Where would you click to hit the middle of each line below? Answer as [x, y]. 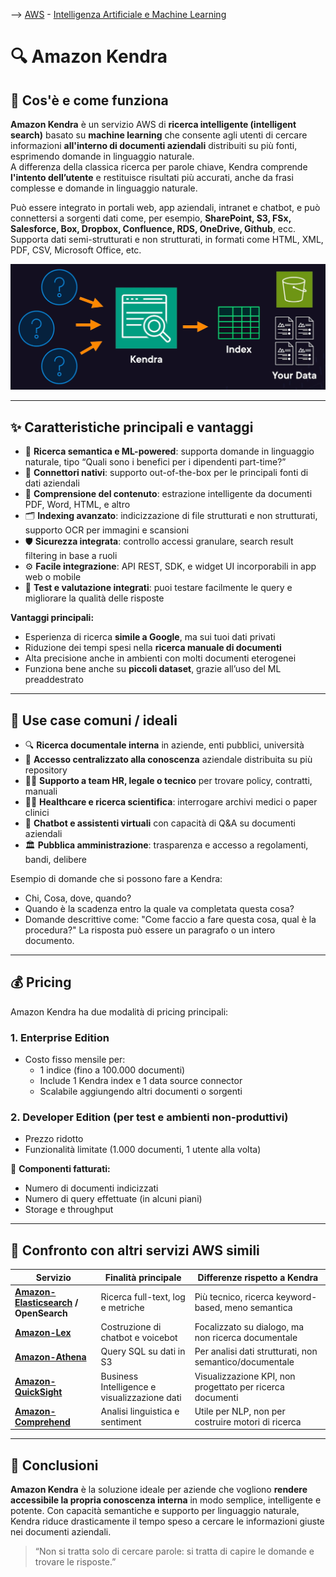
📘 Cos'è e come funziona [89, 100]
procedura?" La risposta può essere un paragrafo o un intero [150, 930]
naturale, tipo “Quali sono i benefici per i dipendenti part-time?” [155, 462]
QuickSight [38, 1392]
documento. [49, 940]
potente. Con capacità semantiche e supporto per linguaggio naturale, [155, 1511]
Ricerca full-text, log [143, 1297]
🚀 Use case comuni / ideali [94, 720]
